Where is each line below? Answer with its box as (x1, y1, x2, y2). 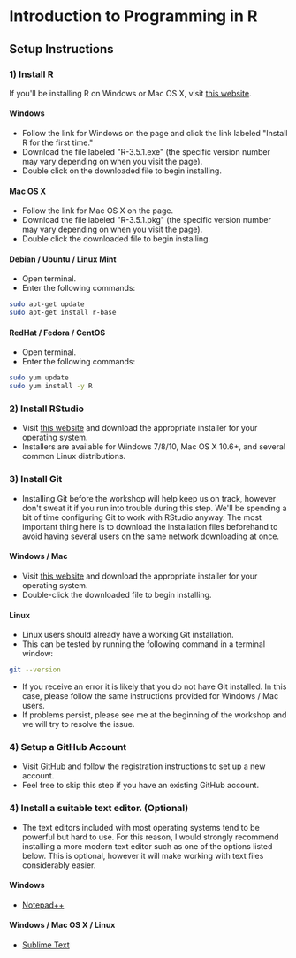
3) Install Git (9, 473, 63, 486)
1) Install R (9, 68, 55, 80)
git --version (9, 665, 62, 674)
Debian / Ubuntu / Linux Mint (9, 254, 117, 264)
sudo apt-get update (9, 300, 86, 309)
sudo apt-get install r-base (9, 308, 117, 318)
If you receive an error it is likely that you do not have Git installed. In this (21, 681, 287, 692)
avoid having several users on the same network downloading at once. (21, 531, 280, 541)
